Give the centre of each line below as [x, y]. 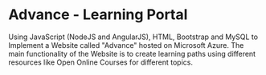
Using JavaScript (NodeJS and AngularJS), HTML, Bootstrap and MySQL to [133, 37]
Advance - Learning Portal [98, 15]
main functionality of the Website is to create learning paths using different [132, 53]
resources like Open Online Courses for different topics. [100, 62]
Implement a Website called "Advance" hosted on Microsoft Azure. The [126, 45]
